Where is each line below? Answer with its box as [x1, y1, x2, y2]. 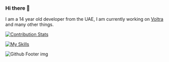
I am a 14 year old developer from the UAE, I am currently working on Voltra [5, 16, 164, 22]
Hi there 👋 [5, 5, 31, 12]
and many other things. [5, 21, 54, 27]
